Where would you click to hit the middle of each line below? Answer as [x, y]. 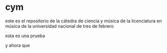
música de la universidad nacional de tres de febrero [59, 26]
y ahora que [18, 45]
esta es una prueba [25, 36]
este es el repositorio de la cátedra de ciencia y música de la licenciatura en [83, 21]
